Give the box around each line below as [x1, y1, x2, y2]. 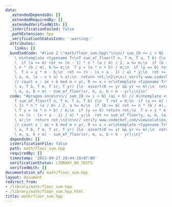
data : [5, 7, 17, 13]
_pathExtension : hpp [10, 31, 54, 36]
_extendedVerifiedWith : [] [10, 22, 68, 27]
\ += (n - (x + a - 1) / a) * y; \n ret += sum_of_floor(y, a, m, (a [14, 112, 166, 118]
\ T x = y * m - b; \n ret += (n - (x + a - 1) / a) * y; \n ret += [14, 70, 166, 75]
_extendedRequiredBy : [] [10, 17, 63, 22]
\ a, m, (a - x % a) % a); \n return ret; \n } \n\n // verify [14, 74, 143, 80]
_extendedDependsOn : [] [10, 12, 60, 17]
